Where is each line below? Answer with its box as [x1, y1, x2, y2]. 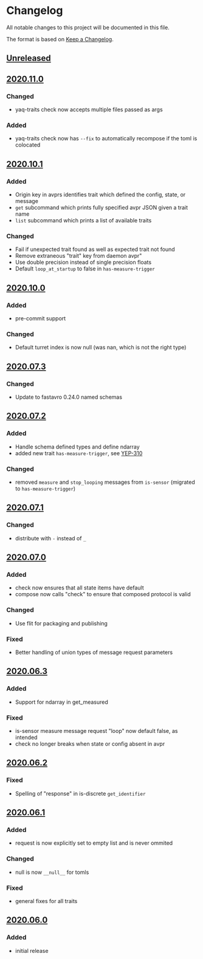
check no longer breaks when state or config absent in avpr [15, 740, 165, 748]
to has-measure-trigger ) [15, 484, 76, 492]
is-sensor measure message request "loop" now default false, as [15, 727, 178, 734]
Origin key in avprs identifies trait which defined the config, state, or [15, 191, 186, 198]
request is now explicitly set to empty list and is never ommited [15, 839, 173, 847]
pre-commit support [15, 314, 66, 322]
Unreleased [6, 53, 52, 64]
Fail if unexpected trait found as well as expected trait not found [15, 246, 175, 253]
